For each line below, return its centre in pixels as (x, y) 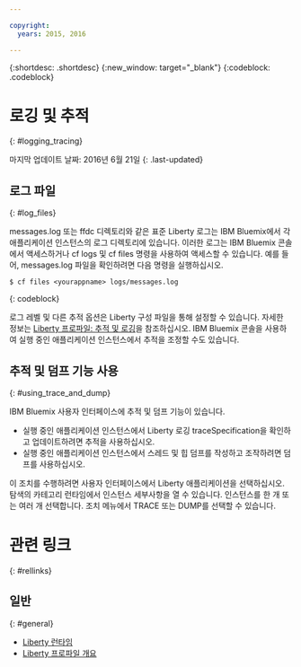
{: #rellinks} (31, 570)
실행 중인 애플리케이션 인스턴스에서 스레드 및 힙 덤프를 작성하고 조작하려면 (152, 453)
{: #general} (31, 623)
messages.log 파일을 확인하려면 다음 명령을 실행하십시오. (122, 265)
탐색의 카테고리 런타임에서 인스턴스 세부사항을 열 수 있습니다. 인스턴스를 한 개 (145, 495)
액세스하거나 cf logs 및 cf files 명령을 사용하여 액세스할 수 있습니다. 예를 (153, 254)
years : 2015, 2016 (52, 34)
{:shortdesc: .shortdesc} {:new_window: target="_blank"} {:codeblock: (140, 67)
